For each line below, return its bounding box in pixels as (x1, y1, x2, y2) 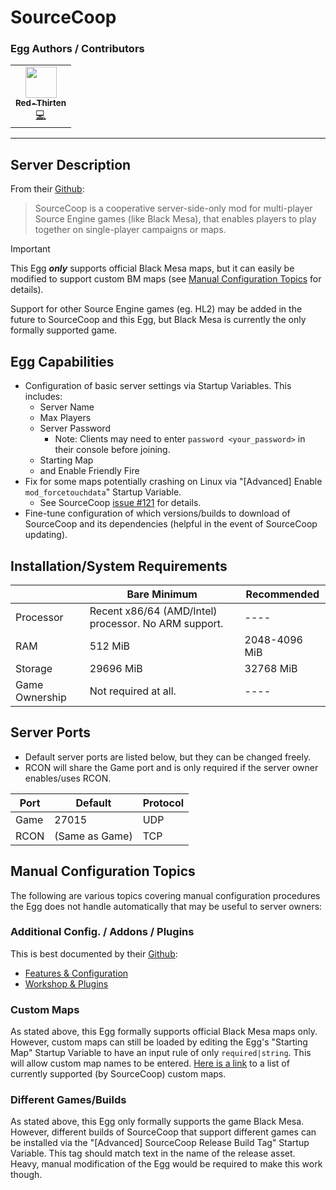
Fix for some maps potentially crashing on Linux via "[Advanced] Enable (24, 476, 323, 488)
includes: (24, 391, 63, 403)
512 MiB (89, 639, 130, 653)
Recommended (245, 587, 320, 601)
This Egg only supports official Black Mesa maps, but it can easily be (10, 262, 295, 275)
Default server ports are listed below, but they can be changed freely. (24, 751, 312, 763)
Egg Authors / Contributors (10, 42, 145, 56)
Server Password (39, 422, 111, 435)
